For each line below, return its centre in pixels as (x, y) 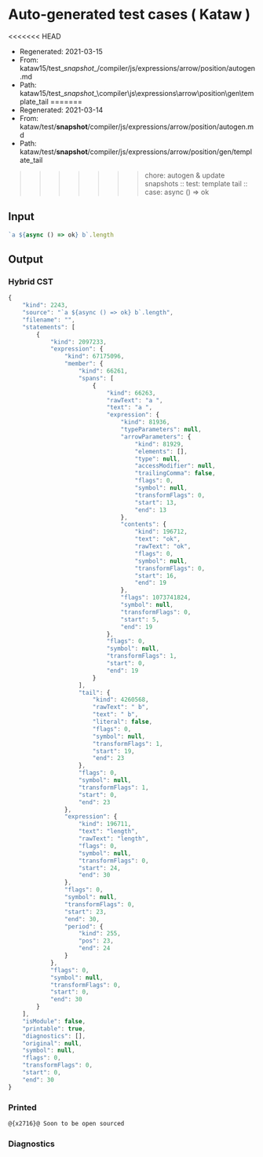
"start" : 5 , (140, 619)
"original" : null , (52, 1043)
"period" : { (84, 926)
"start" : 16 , (156, 575)
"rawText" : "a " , (135, 400)
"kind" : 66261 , (103, 371)
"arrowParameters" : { (156, 437)
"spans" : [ (96, 378)
